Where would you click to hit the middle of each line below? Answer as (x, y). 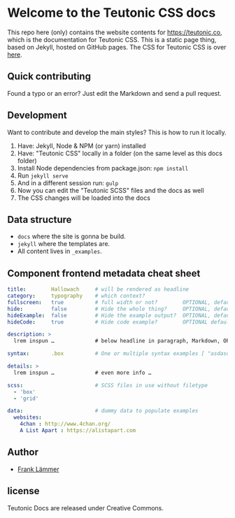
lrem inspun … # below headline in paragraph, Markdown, (117, 341)
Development (37, 116)
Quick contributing (49, 77)
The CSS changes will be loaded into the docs (84, 198)
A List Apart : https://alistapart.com (78, 431)
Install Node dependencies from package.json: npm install (103, 168)
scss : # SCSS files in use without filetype (108, 385)
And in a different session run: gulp (68, 182)
